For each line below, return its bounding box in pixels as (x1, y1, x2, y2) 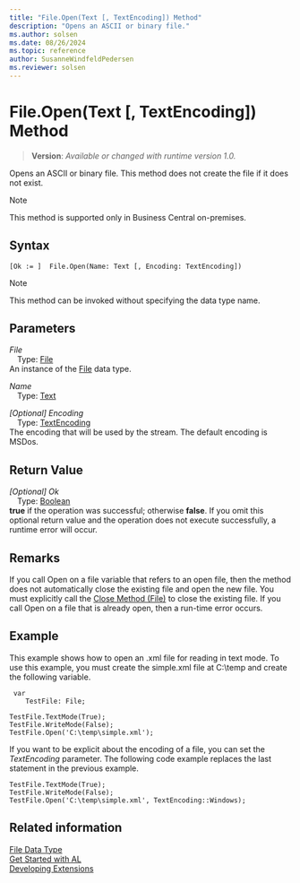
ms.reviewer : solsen (9, 64, 87, 73)
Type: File (17, 354, 54, 365)
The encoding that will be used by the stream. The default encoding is (9, 427, 269, 437)
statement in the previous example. (9, 763, 139, 774)
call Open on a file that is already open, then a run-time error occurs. (9, 602, 263, 614)
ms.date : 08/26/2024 (9, 38, 87, 48)
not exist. (9, 177, 44, 188)
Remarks (9, 550, 61, 566)
